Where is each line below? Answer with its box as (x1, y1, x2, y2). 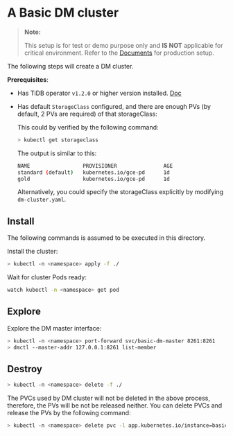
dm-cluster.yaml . (17, 195, 67, 204)
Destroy (7, 363, 43, 375)
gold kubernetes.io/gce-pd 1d (17, 175, 170, 182)
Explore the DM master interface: (7, 324, 102, 332)
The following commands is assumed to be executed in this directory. (7, 234, 206, 242)
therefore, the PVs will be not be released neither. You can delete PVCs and (7, 401, 223, 410)
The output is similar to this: (17, 149, 97, 157)
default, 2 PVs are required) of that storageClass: (17, 110, 157, 118)
